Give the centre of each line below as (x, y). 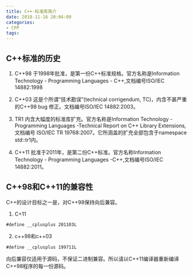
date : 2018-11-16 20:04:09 (39, 17)
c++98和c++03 (33, 236)
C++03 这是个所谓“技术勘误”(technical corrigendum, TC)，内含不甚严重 (101, 99)
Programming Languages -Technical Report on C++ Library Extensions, (100, 126)
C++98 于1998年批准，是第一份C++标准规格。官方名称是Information (97, 73)
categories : (20, 22)
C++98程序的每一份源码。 (38, 266)
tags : (13, 33)
